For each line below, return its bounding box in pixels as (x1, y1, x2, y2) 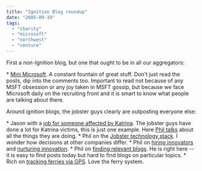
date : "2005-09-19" (6, 14, 55, 20)
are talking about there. (6, 96, 65, 103)
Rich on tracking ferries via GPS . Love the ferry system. (6, 158, 144, 165)
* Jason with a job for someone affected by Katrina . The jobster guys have (6, 119, 192, 126)
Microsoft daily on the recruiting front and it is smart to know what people (6, 90, 189, 97)
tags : (6, 20, 20, 26)
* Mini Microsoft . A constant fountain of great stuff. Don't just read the (6, 70, 180, 78)
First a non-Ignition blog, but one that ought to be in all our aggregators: (6, 58, 185, 66)
